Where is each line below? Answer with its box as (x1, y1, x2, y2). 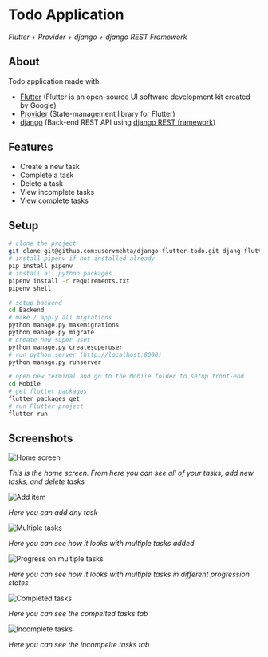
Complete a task (19, 170, 74, 180)
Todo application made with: (8, 76, 102, 85)
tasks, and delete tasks (8, 477, 85, 486)
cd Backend (8, 306, 45, 315)
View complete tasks (19, 196, 89, 205)
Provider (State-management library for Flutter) (19, 109, 175, 118)
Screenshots (8, 432, 73, 445)
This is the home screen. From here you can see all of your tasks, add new (8, 469, 254, 478)
